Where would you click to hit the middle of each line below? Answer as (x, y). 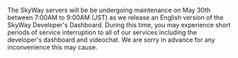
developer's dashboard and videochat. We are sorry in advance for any (111, 40)
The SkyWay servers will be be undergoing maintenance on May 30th (109, 10)
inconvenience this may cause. (52, 47)
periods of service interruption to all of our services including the (102, 32)
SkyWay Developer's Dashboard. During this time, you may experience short (119, 25)
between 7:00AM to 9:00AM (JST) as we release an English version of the (115, 17)
